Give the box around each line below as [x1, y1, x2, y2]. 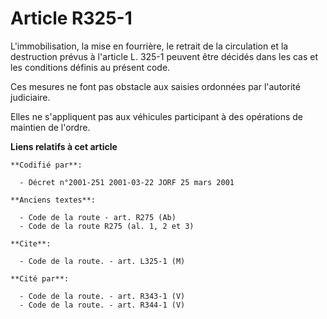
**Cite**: [10, 238, 52, 249]
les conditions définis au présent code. [10, 61, 171, 73]
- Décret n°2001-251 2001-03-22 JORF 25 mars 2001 [19, 177, 235, 187]
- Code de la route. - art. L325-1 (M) [19, 256, 186, 266]
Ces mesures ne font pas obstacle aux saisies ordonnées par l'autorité [10, 80, 301, 92]
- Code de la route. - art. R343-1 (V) [19, 291, 186, 301]
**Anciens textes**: [10, 195, 97, 205]
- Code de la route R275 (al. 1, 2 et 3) [19, 221, 195, 231]
